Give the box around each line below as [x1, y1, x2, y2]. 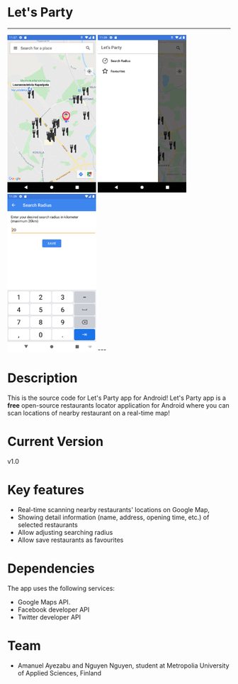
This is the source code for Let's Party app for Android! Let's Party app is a [7, 393, 227, 402]
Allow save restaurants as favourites [17, 536, 124, 544]
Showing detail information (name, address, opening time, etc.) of [17, 513, 210, 521]
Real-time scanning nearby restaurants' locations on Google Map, [17, 505, 210, 514]
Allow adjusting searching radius [17, 528, 113, 536]
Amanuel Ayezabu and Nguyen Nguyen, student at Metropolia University [17, 661, 229, 670]
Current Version [7, 434, 104, 450]
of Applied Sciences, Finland [17, 668, 101, 677]
